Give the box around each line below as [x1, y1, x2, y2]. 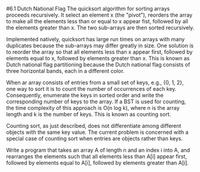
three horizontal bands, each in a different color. [6, 67, 125, 74]
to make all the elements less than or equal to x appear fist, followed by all [6, 18, 189, 24]
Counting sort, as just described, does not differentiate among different [6, 122, 181, 129]
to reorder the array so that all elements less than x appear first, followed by [6, 48, 193, 56]
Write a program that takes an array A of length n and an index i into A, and [6, 146, 190, 153]
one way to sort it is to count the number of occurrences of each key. [6, 85, 177, 92]
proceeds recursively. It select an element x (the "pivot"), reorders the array [6, 11, 193, 19]
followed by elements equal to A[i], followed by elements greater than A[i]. [6, 159, 189, 166]
